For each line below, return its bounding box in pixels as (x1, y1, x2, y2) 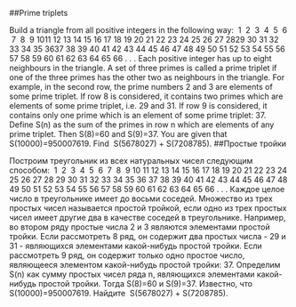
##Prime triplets (9, 8, 68, 18)
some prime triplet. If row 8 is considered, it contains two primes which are (9, 91, 284, 101)
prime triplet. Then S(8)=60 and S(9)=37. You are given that (9, 129, 228, 139)
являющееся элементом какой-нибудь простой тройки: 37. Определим (9, 260, 281, 270)
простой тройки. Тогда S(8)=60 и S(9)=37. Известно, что (38, 279, 253, 288)
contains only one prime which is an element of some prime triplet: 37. (9, 110, 267, 120)
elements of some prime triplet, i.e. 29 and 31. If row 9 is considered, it (9, 101, 268, 110)
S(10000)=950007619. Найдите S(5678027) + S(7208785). (9, 288, 228, 298)
